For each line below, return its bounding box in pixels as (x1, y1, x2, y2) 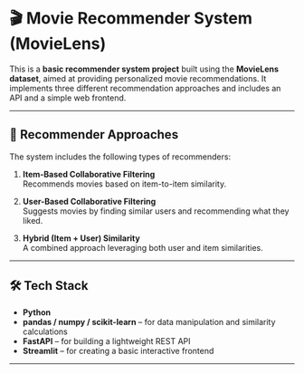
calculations (22, 326, 68, 337)
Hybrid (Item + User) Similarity (22, 233, 140, 244)
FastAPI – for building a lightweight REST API (22, 335, 192, 346)
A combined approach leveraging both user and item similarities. (22, 242, 264, 253)
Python (22, 306, 52, 318)
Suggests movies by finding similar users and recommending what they (22, 206, 290, 216)
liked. (22, 215, 43, 225)
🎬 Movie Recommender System (9, 8, 253, 29)
